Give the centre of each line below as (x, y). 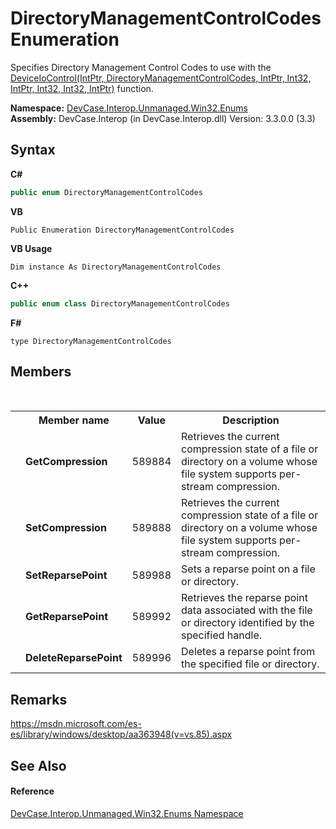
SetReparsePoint (66, 575)
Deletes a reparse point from (248, 652)
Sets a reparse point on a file (248, 569)
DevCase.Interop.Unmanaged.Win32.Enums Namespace (127, 813)
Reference (32, 791)
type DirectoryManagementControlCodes (91, 341)
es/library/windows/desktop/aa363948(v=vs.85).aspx (121, 734)
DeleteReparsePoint (74, 658)
